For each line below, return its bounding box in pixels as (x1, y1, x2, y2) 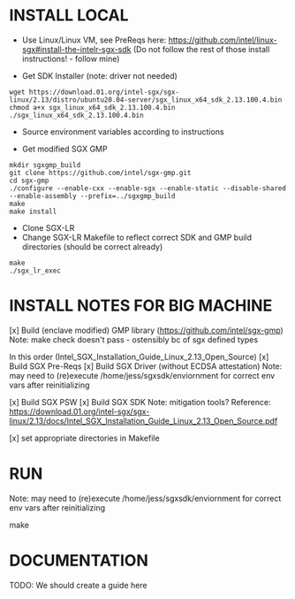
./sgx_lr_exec (9, 266, 62, 275)
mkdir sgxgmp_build (9, 160, 81, 169)
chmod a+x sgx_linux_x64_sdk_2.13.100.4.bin (9, 103, 176, 111)
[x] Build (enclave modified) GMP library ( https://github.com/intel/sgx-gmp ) (9, 325, 284, 335)
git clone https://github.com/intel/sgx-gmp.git (9, 168, 192, 177)
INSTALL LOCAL (9, 5, 130, 26)
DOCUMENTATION (9, 550, 148, 571)
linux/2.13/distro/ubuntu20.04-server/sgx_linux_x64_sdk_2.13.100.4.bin (9, 95, 283, 104)
